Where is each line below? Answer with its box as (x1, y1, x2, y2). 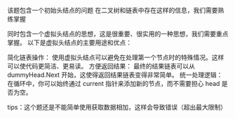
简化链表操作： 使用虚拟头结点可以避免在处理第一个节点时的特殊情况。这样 (7, 53, 224, 61)
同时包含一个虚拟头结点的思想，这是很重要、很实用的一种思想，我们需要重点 (7, 30, 229, 38)
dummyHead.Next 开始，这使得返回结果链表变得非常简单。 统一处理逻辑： (7, 71, 223, 79)
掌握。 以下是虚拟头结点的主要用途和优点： (7, 38, 132, 47)
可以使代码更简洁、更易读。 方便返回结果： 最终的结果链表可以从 (7, 62, 195, 70)
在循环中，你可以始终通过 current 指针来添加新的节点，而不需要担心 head (7, 80, 220, 87)
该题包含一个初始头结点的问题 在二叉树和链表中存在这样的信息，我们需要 (7, 6, 218, 14)
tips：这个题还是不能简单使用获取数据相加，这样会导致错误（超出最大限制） (7, 103, 227, 111)
